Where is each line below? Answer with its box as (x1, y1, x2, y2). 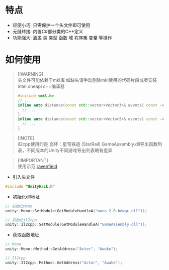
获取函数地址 (12, 232, 39, 238)
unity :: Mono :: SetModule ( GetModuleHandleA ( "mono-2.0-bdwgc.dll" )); (5, 208, 147, 213)
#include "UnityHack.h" (5, 184, 55, 189)
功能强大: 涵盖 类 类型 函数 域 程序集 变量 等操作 (12, 35, 112, 41)
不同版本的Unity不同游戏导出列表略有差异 (26, 147, 113, 153)
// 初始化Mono (5, 204, 33, 209)
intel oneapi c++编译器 (17, 83, 65, 89)
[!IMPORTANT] (17, 157, 49, 163)
